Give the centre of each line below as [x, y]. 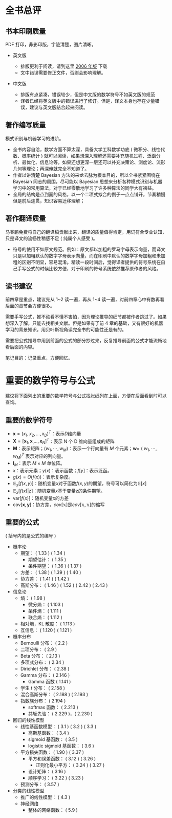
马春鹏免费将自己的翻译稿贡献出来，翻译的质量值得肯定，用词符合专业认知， [86, 232]
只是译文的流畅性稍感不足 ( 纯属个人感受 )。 [52, 238]
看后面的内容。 [21, 347]
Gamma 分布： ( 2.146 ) [45, 675]
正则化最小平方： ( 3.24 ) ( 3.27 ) [70, 765]
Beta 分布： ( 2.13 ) [40, 656]
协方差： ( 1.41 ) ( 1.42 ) [45, 579]
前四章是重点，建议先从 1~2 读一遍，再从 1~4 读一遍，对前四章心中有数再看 [85, 300]
